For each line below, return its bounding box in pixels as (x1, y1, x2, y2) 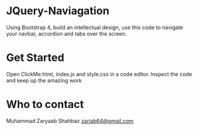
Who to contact (6, 98, 84, 111)
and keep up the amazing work (6, 77, 82, 84)
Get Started (6, 51, 64, 65)
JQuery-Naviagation (6, 4, 110, 18)
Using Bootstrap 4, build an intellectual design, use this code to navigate (6, 24, 183, 31)
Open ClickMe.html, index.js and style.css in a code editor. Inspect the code (6, 70, 192, 78)
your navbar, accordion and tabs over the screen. (6, 30, 127, 37)
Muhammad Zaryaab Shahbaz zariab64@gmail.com (6, 117, 134, 124)
